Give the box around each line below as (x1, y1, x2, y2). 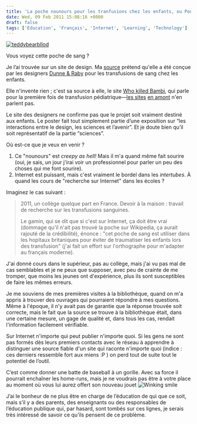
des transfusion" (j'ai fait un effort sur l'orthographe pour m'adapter (20, 242, 185, 249)
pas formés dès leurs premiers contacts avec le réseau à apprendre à (6, 339, 174, 346)
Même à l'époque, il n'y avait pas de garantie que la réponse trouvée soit (6, 303, 182, 310)
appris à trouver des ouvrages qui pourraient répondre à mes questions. (6, 296, 181, 303)
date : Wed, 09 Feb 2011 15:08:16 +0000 (6, 14, 104, 20)
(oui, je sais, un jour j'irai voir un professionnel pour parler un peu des (14, 159, 183, 166)
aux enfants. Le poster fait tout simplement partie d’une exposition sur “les (6, 118, 186, 125)
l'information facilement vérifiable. (6, 322, 89, 329)
